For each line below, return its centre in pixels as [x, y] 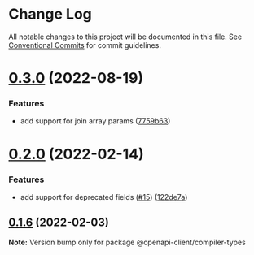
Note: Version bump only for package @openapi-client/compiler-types [127, 242]
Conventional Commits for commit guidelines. [85, 45]
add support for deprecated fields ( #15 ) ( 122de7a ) [104, 197]
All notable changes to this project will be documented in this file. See [125, 37]
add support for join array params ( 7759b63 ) [95, 121]
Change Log [50, 14]
